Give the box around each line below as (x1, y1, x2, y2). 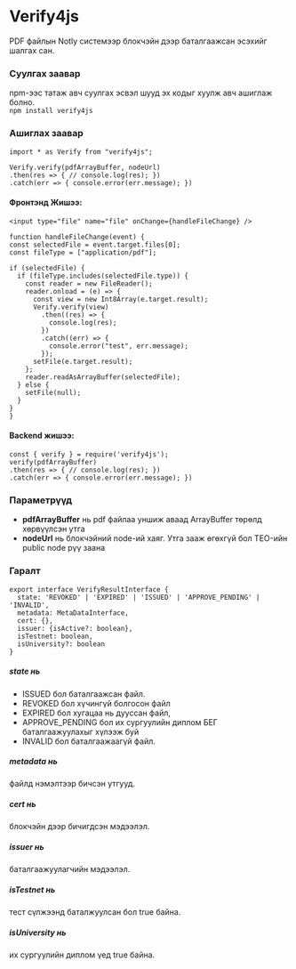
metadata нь (9, 756, 58, 767)
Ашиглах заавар (9, 127, 84, 140)
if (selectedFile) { (9, 263, 86, 272)
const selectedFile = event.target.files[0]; (9, 240, 180, 249)
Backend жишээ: (9, 430, 75, 441)
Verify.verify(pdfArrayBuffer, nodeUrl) (9, 163, 162, 172)
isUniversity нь (9, 927, 67, 938)
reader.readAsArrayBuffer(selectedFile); (25, 372, 180, 382)
